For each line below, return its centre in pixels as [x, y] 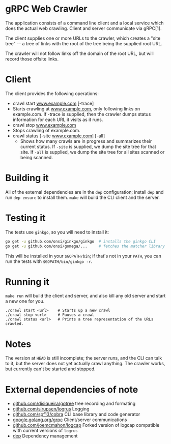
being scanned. [37, 157]
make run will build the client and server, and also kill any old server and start [85, 296]
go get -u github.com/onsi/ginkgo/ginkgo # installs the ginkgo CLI [81, 241]
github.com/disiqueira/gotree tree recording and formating [74, 404]
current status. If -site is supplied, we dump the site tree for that [88, 146]
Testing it [25, 218]
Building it [27, 178]
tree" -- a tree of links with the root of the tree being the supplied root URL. [84, 43]
